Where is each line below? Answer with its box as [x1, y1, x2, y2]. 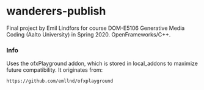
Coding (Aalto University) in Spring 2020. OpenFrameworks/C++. [6, 30, 171, 38]
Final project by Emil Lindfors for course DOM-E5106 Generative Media [6, 24, 185, 32]
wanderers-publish [6, 4, 106, 18]
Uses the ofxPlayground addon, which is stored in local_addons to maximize [6, 60, 199, 67]
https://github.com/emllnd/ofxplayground [6, 78, 114, 85]
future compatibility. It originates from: [6, 66, 103, 74]
